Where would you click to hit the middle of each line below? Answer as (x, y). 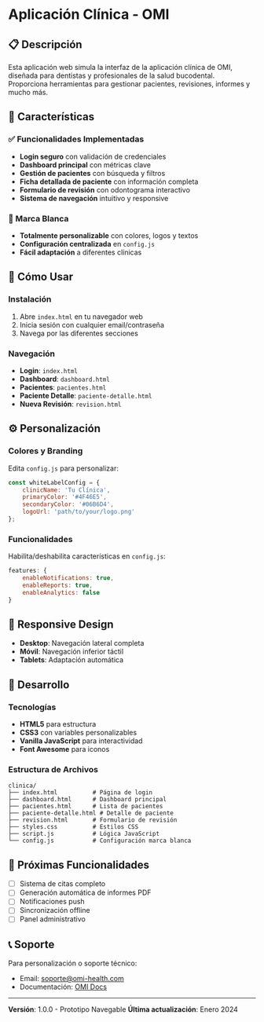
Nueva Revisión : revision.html (70, 404)
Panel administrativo (53, 919)
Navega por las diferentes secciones (79, 333)
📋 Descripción (45, 44)
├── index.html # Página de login (81, 793)
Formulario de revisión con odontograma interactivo (105, 189)
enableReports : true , (57, 585)
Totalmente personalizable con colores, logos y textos (109, 235)
